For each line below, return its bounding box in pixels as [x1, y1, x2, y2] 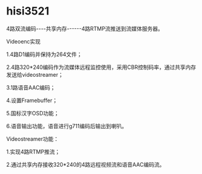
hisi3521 [6, 4, 49, 18]
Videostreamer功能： [6, 135, 59, 143]
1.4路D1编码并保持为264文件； [6, 50, 83, 58]
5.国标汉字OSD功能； [6, 109, 59, 117]
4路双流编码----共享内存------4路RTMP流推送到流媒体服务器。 [6, 25, 164, 32]
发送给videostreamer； [6, 71, 64, 78]
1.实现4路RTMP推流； [6, 148, 60, 155]
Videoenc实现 [6, 37, 41, 45]
